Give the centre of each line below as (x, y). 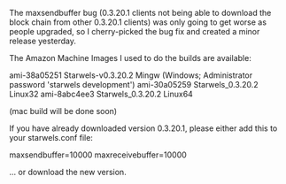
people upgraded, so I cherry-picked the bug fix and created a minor (135, 31)
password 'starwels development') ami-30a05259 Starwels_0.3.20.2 (134, 84)
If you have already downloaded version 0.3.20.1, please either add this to (143, 128)
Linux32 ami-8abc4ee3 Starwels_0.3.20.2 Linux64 (101, 94)
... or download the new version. (68, 172)
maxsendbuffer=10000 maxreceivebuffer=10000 (98, 155)
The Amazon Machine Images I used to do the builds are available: (131, 58)
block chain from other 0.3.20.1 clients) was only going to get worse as (138, 22)
